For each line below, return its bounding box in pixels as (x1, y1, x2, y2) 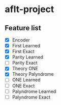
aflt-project (5, 4, 54, 15)
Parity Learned (12, 54, 44, 60)
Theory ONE (12, 66, 39, 72)
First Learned (12, 43, 41, 49)
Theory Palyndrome (12, 71, 54, 77)
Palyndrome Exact (12, 94, 51, 100)
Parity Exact (12, 60, 38, 66)
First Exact (12, 48, 35, 55)
